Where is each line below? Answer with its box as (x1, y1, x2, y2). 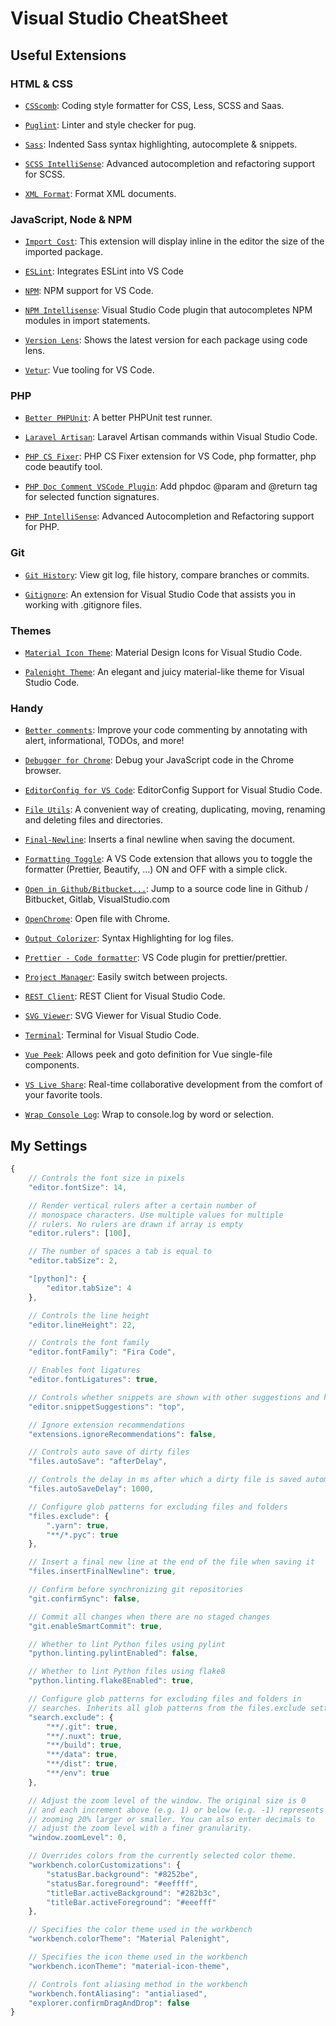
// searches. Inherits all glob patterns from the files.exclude (28, 1703, 307, 1713)
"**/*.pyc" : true (46, 1530, 118, 1540)
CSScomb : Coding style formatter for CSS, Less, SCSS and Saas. (24, 99, 285, 111)
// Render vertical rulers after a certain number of (28, 1200, 257, 1211)
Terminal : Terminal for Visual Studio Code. (24, 1029, 200, 1041)
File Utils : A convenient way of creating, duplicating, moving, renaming (24, 803, 326, 816)
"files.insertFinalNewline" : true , (28, 1567, 177, 1577)
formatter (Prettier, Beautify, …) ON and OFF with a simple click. (24, 863, 288, 876)
